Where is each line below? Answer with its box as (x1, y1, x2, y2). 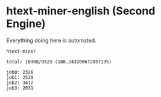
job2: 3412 (6, 80, 34, 86)
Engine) (6, 17, 46, 31)
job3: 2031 (6, 85, 34, 91)
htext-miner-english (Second (6, 4, 156, 18)
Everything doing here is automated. (6, 37, 96, 44)
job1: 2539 (6, 74, 34, 80)
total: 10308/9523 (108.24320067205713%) (6, 59, 112, 65)
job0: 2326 (6, 69, 34, 75)
